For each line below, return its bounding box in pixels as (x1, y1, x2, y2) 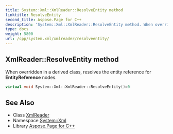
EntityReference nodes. (5, 74, 57, 80)
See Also (5, 98, 34, 107)
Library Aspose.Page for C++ (12, 123, 76, 129)
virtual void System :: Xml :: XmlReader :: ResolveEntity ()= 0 (5, 84, 130, 89)
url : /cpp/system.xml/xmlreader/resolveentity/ (5, 36, 110, 42)
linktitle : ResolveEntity (5, 12, 61, 17)
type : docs (5, 27, 29, 32)
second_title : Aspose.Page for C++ (5, 17, 82, 22)
